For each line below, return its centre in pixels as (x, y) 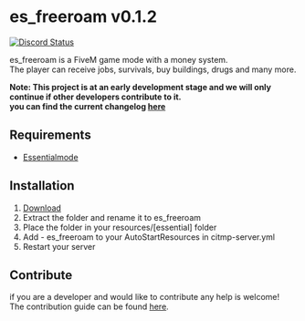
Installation (42, 186)
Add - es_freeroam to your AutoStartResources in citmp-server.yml (149, 237)
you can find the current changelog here (88, 106)
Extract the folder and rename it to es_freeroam (112, 217)
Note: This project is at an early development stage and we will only (141, 87)
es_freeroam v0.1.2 (84, 17)
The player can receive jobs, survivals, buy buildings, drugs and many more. (153, 69)
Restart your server (59, 246)
